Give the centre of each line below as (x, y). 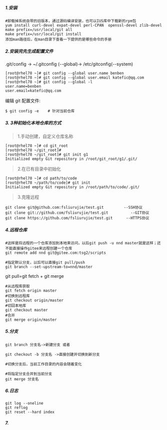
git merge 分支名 (22, 379)
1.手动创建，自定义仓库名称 (45, 136)
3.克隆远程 (28, 197)
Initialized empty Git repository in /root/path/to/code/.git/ (72, 187)
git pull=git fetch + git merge (34, 276)
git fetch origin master (31, 290)
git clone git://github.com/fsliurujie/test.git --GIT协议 (77, 213)
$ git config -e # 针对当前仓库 (40, 111)
